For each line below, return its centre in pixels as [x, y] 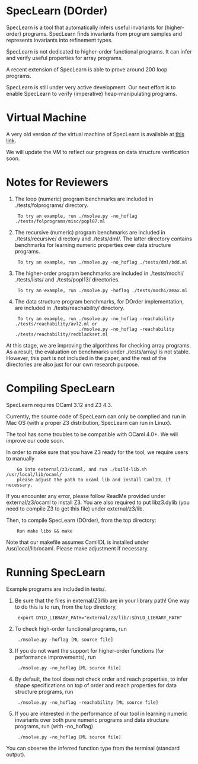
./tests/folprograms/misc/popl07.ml [60, 221]
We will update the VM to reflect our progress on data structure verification [98, 152]
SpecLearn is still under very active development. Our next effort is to [91, 87]
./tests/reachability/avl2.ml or [56, 324]
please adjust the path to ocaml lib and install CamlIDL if [94, 480]
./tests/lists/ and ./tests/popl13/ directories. [67, 279]
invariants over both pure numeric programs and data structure [92, 720]
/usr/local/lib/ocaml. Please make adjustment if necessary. [78, 548]
